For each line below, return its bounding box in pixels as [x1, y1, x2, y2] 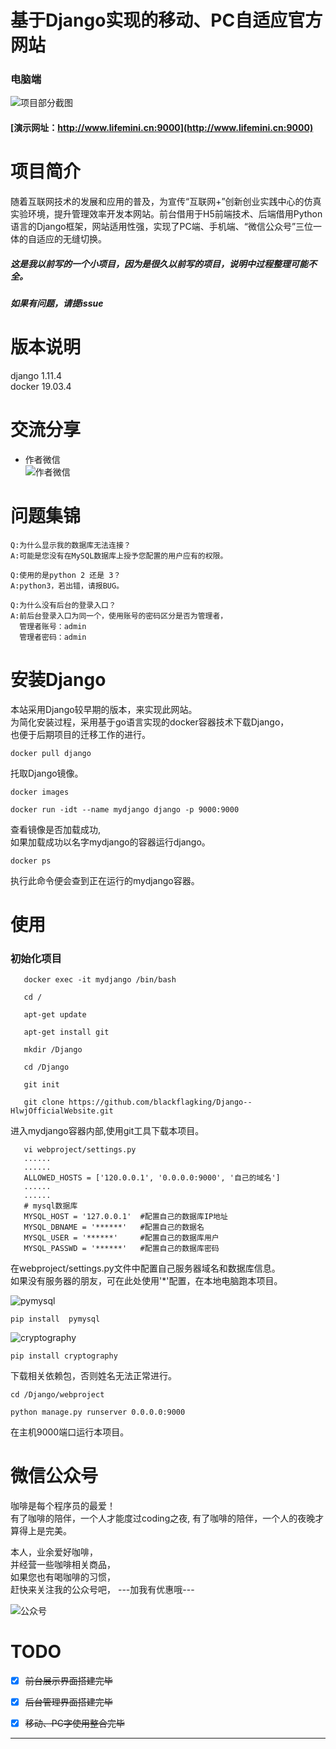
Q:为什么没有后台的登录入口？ [10, 600, 117, 610]
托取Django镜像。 [10, 767, 84, 779]
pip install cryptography [10, 1351, 118, 1361]
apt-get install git [23, 1027, 110, 1038]
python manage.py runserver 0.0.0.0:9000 [10, 1407, 186, 1418]
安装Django [10, 668, 107, 691]
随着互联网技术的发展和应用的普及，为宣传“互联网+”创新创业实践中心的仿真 [10, 196, 322, 208]
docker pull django [10, 748, 92, 758]
